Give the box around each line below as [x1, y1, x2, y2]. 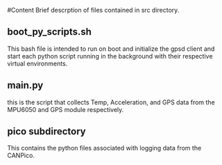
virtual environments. [7, 59, 68, 68]
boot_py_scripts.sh [7, 26, 92, 38]
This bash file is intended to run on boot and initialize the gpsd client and [7, 45, 215, 53]
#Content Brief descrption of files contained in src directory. [7, 6, 180, 14]
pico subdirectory [7, 125, 86, 138]
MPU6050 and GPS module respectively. [7, 105, 124, 113]
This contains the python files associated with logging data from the [7, 144, 202, 152]
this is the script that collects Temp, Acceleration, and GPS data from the [7, 97, 215, 107]
